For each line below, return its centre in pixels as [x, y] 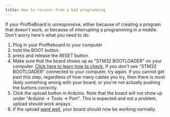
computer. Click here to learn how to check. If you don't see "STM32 [84, 66]
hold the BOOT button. [36, 50]
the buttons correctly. [35, 87]
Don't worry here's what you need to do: [48, 35]
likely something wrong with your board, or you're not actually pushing [87, 82]
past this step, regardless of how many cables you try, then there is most [89, 77]
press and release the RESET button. [51, 55]
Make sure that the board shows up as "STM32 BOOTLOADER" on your [87, 61]
